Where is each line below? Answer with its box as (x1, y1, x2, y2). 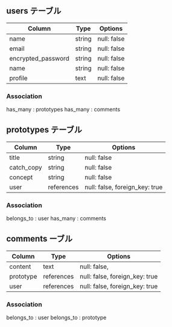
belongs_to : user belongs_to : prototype (6, 314, 107, 322)
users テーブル (6, 6, 62, 16)
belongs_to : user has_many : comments (6, 215, 107, 222)
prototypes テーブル (6, 125, 83, 135)
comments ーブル (6, 234, 73, 244)
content (9, 262, 31, 271)
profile (9, 74, 28, 82)
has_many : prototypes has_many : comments (6, 105, 121, 113)
